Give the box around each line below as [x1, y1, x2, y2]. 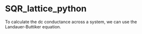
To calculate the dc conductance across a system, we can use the [5, 19, 137, 25]
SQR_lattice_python [5, 3, 87, 14]
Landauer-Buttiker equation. [5, 24, 62, 29]
